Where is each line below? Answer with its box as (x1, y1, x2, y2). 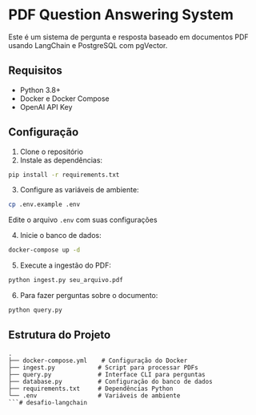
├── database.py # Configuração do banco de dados (8, 377, 214, 385)
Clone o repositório (19, 147, 84, 156)
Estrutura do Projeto (8, 328, 111, 342)
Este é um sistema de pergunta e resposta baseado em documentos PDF (8, 32, 250, 42)
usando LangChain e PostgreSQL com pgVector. (8, 40, 168, 50)
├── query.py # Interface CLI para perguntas (8, 370, 206, 378)
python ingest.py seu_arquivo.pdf (8, 276, 124, 284)
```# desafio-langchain (8, 398, 88, 406)
